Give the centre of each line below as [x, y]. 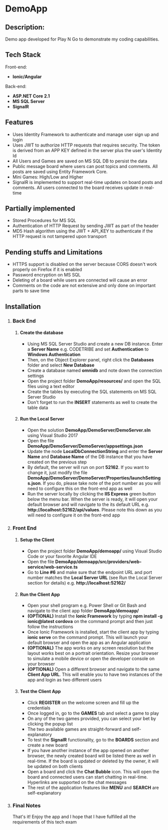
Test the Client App [40, 691]
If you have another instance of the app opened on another [88, 750]
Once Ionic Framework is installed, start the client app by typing [93, 632]
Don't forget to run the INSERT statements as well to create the [92, 402]
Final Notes [26, 805]
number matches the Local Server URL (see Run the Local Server [95, 577]
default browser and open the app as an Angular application [89, 642]
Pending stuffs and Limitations [54, 252]
